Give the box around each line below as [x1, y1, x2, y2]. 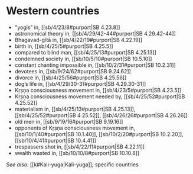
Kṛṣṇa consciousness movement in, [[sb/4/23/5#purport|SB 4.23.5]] [14, 86, 182, 94]
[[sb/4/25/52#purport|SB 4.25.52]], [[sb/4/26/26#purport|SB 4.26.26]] [14, 111, 188, 119]
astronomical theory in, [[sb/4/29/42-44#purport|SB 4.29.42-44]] [14, 30, 176, 37]
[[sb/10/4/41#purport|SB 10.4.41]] [14, 137, 96, 144]
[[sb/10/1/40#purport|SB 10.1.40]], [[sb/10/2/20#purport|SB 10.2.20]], [14, 130, 184, 137]
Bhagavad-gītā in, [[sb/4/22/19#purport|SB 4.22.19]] [14, 36, 143, 43]
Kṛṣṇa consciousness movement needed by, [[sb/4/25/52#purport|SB [14, 93, 185, 100]
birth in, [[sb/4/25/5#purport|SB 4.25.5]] [14, 43, 113, 50]
